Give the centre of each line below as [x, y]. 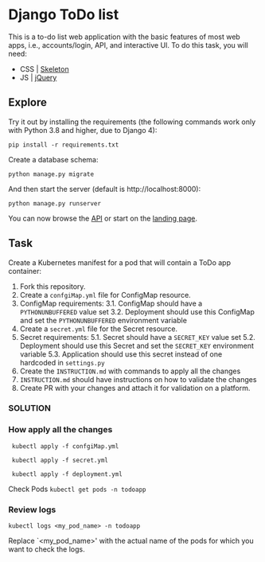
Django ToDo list [64, 15]
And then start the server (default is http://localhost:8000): [105, 189]
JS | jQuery [38, 77]
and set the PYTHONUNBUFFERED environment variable [103, 320]
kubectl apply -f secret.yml [60, 460]
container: [25, 271]
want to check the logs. [47, 549]
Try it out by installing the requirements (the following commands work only [132, 122]
